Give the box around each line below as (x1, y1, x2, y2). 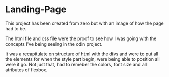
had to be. (5, 25, 27, 31)
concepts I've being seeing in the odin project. (5, 41, 103, 47)
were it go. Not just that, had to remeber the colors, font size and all (5, 61, 147, 67)
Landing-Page (5, 4, 67, 15)
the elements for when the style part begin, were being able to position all (5, 56, 160, 62)
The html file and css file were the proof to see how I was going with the (5, 35, 157, 42)
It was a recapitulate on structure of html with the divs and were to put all (5, 51, 159, 57)
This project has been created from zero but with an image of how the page (5, 20, 164, 26)
